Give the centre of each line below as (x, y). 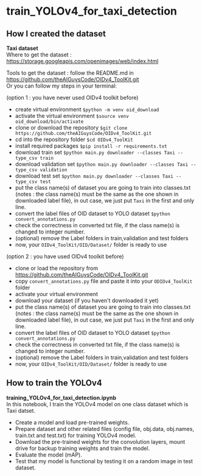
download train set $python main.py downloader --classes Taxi (95, 152)
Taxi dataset (22, 48)
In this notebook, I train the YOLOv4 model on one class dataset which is (97, 404)
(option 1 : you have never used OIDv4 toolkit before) (72, 98)
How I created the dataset (56, 34)
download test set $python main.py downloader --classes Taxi (94, 176)
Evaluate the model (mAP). (48, 455)
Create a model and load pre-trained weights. (72, 422)
